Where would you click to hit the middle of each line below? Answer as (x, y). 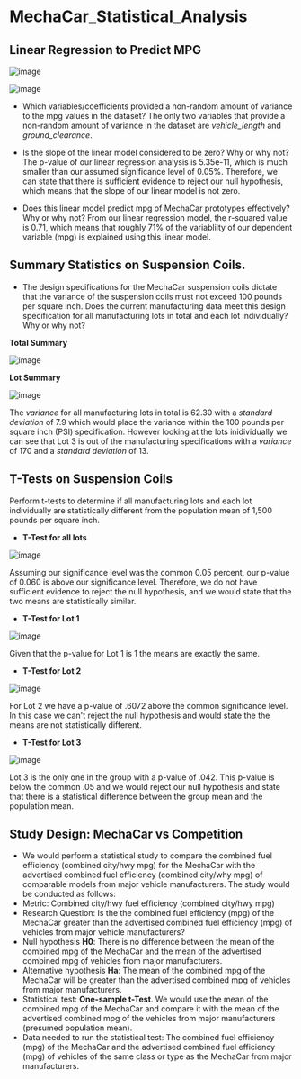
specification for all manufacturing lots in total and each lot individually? (155, 315)
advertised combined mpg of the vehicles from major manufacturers (149, 1019)
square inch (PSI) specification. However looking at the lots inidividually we (148, 431)
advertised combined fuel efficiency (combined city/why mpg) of (142, 875)
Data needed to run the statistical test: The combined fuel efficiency (148, 1038)
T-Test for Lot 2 (52, 671)
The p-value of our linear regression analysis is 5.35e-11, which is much (155, 162)
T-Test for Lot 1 (51, 618)
